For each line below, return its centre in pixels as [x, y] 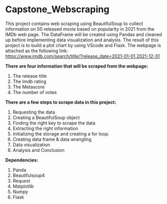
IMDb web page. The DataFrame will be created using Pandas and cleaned [83, 34]
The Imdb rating [30, 81]
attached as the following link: [37, 51]
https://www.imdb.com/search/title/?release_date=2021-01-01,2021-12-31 [83, 56]
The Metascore [29, 87]
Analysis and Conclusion [38, 150]
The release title [30, 76]
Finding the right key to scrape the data [54, 123]
